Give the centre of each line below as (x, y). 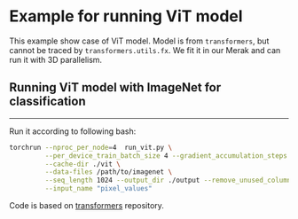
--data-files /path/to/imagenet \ (109, 172)
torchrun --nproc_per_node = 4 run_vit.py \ (91, 147)
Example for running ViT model (126, 16)
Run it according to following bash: (73, 131)
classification (47, 102)
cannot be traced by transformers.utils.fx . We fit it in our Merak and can (145, 50)
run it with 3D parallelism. (56, 59)
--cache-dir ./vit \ (83, 164)
